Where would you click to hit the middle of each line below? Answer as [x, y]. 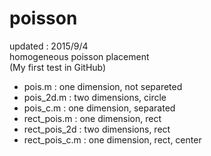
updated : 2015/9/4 [49, 46]
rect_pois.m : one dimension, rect [92, 118]
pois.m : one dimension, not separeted [103, 86]
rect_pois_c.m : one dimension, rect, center [112, 139]
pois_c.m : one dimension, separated [99, 108]
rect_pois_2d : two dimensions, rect [97, 129]
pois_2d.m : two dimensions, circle [95, 97]
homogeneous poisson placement [79, 56]
